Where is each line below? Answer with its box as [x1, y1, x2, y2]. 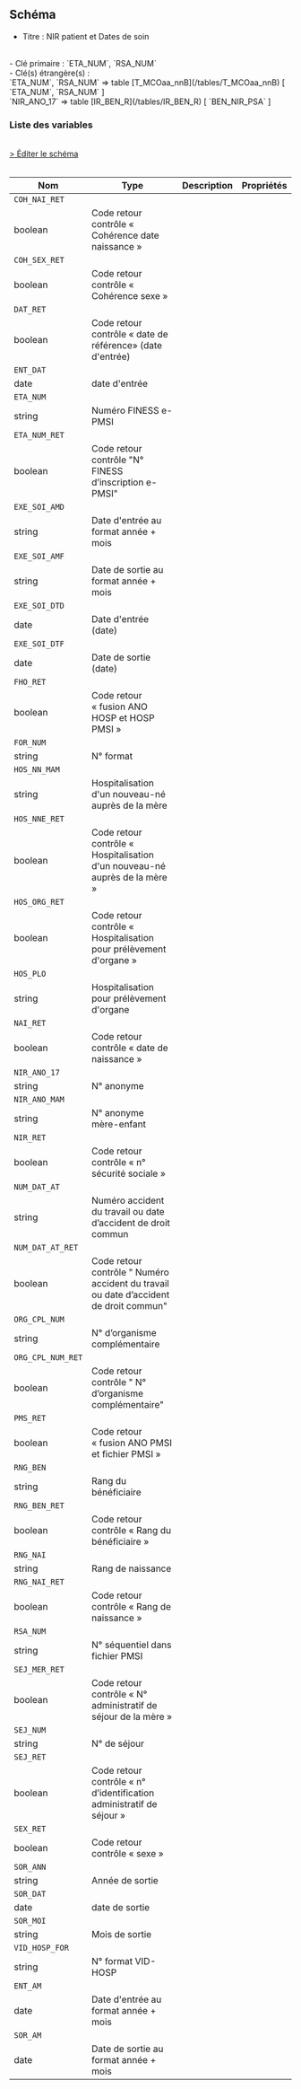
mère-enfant [90, 1118, 146, 1130]
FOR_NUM [13, 738, 47, 748]
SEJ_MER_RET [13, 1664, 65, 1675]
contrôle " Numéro [90, 1266, 169, 1278]
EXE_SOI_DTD [13, 601, 65, 611]
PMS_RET [13, 1413, 47, 1424]
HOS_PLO [13, 969, 47, 979]
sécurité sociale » [90, 1167, 166, 1180]
